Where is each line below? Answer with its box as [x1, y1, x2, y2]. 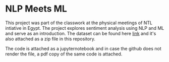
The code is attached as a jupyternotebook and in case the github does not [5, 45, 161, 51]
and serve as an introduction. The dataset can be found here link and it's [5, 30, 156, 36]
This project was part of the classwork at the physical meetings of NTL [5, 20, 153, 26]
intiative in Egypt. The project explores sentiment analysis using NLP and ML [5, 25, 164, 31]
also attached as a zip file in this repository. [5, 36, 96, 42]
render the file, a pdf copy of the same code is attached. [5, 51, 123, 57]
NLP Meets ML [5, 3, 67, 15]
